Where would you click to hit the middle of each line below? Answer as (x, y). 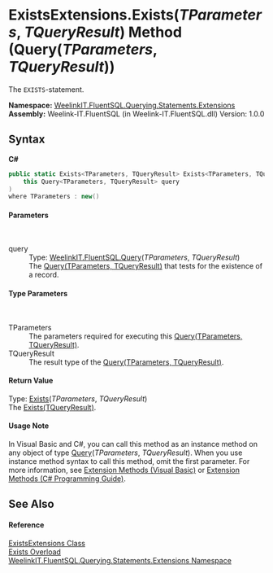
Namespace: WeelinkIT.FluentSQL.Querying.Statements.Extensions (122, 105)
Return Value (31, 381)
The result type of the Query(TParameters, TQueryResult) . (126, 362)
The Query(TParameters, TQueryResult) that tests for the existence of (145, 266)
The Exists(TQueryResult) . (52, 407)
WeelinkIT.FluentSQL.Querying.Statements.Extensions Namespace (120, 560)
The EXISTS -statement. (46, 89)
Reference (26, 525)
